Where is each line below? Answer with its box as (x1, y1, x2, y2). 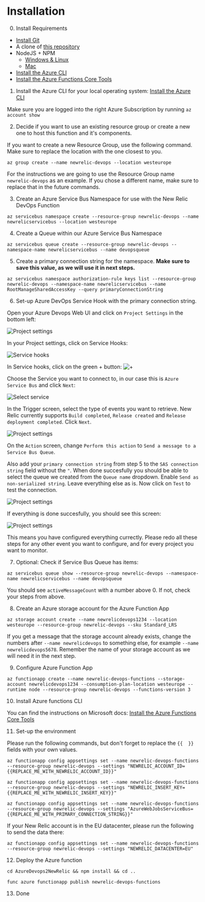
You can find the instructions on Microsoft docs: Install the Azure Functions (7, 709, 196, 717)
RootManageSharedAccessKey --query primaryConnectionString (7, 286, 164, 293)
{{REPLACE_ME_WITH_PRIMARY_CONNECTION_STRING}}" (7, 811, 133, 818)
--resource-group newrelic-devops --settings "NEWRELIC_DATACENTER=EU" (7, 846, 193, 852)
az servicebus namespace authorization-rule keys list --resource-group (7, 275, 196, 282)
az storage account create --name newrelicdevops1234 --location (7, 616, 177, 622)
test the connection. (7, 486, 58, 493)
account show (7, 112, 40, 118)
